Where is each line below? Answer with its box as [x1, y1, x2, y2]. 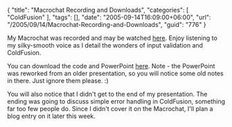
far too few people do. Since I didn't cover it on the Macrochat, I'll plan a [7, 105, 213, 113]
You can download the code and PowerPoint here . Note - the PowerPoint [7, 62, 215, 70]
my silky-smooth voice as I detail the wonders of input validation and [7, 41, 203, 49]
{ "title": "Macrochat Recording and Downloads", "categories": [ [7, 6, 189, 14]
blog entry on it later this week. [7, 112, 96, 120]
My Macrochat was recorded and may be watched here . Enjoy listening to [7, 34, 218, 42]
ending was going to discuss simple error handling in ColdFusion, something [7, 97, 226, 106]
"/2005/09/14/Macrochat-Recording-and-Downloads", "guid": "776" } [7, 21, 206, 28]
